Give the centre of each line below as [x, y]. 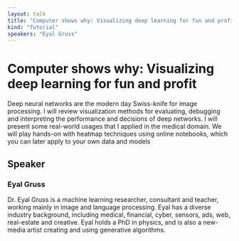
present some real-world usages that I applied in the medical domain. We [115, 127]
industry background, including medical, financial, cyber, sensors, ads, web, [119, 215]
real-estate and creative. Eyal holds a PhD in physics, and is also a [105, 222]
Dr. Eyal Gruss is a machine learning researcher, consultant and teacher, [113, 199]
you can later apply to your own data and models [79, 141]
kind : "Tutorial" [33, 27]
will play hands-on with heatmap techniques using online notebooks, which [118, 134]
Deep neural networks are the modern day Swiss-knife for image [102, 104]
